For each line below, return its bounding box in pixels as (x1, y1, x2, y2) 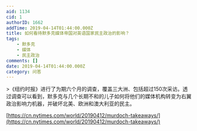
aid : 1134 (6, 8, 31, 15)
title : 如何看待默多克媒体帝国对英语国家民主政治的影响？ (6, 31, 130, 36)
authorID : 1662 (6, 19, 44, 25)
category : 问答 (6, 69, 42, 75)
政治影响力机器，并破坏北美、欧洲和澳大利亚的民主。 (6, 100, 135, 108)
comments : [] (6, 58, 38, 63)
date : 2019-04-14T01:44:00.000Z (6, 63, 85, 69)
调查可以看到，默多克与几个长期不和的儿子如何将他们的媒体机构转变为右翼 (11, 93, 192, 100)
